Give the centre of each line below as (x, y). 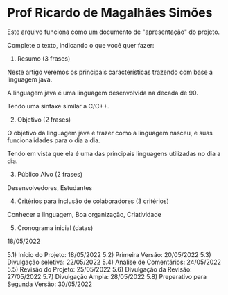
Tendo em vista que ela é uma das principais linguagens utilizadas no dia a (114, 153)
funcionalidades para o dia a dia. (54, 140)
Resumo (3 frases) (44, 58)
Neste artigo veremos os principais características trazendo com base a (110, 72)
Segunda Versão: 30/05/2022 (50, 284)
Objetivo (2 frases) (44, 120)
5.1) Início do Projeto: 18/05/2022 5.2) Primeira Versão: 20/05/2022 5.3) (109, 254)
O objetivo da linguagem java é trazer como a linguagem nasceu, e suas (110, 133)
